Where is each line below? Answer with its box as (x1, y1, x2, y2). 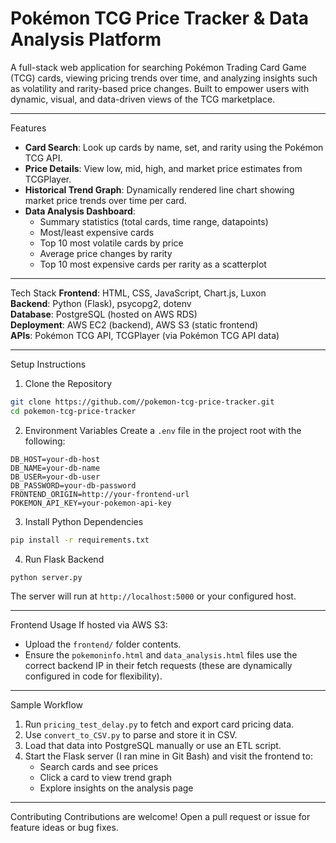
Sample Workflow (10, 699, 83, 711)
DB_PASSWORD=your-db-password (10, 480, 137, 491)
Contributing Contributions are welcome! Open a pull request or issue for (10, 811, 311, 823)
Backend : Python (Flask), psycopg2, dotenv (10, 297, 192, 309)
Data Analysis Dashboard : (24, 205, 136, 217)
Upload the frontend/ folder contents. (24, 638, 182, 651)
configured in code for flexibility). (24, 670, 163, 682)
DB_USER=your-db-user (10, 472, 101, 482)
